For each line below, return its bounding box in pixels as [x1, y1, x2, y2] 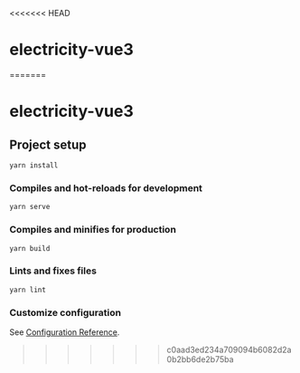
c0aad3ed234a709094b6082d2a [166, 344, 292, 356]
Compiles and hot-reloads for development [9, 181, 203, 194]
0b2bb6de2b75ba [166, 354, 234, 365]
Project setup [9, 137, 88, 152]
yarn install [9, 160, 59, 170]
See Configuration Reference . [9, 327, 120, 338]
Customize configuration [9, 306, 122, 319]
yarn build [9, 244, 51, 253]
